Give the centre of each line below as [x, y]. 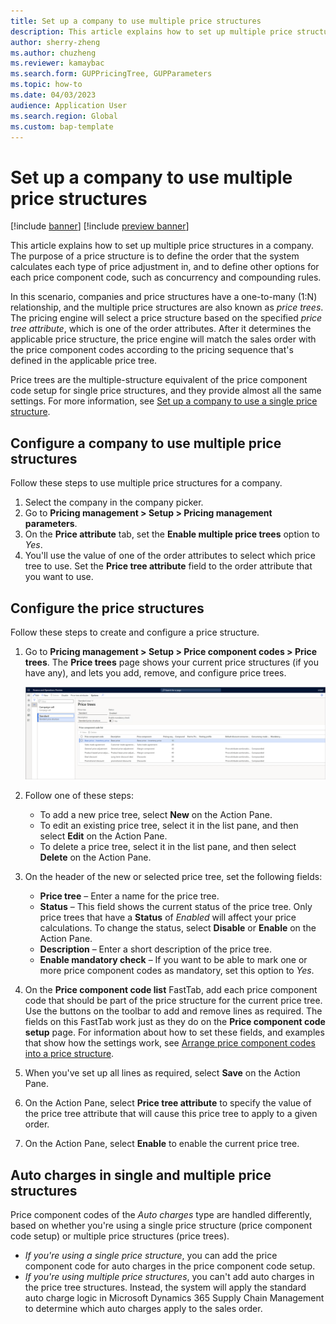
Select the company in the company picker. [114, 502]
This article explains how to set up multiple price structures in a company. [162, 246]
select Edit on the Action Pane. [103, 836]
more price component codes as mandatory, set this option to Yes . [177, 971]
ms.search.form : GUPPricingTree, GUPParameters [111, 74]
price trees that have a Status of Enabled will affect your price [168, 917]
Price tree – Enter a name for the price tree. [129, 896]
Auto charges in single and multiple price [141, 1175]
